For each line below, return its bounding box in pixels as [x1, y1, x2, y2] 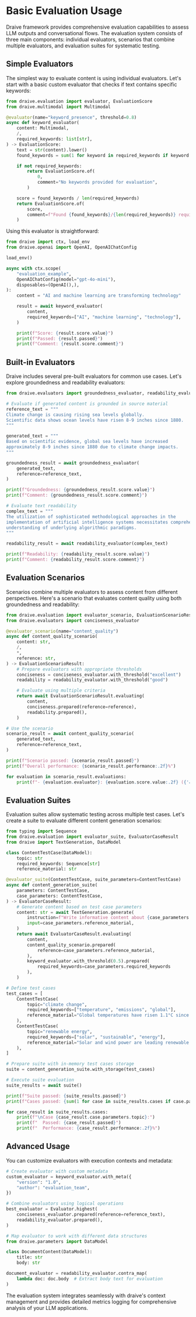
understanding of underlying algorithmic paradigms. [6, 525, 137, 531]
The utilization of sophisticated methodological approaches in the [6, 514, 176, 520]
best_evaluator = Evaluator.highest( [6, 1206, 98, 1212]
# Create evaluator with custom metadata [6, 1168, 108, 1174]
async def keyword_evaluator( [6, 120, 80, 126]
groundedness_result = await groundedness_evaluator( [6, 460, 140, 466]
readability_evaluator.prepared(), [16, 1217, 103, 1223]
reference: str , [16, 655, 57, 661]
